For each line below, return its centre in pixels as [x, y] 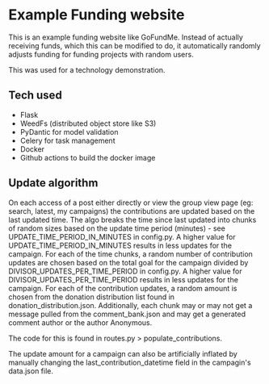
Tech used [35, 96]
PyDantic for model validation [69, 131]
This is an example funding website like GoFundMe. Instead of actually [126, 37]
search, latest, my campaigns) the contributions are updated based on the [132, 211]
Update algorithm [53, 183]
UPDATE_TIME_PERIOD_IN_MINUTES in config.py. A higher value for [122, 236]
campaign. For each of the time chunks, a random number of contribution [130, 254]
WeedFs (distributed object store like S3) [88, 123]
